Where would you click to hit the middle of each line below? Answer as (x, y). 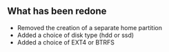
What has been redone (57, 11)
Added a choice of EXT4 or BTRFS (66, 42)
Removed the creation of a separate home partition (89, 27)
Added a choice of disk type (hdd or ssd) (76, 35)
